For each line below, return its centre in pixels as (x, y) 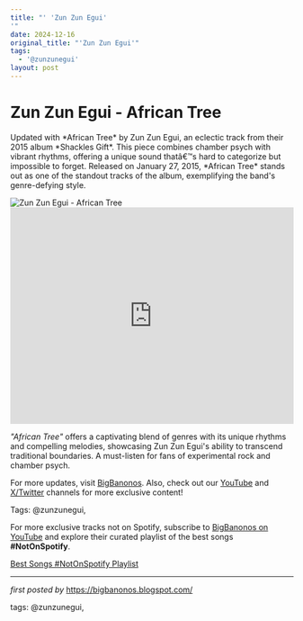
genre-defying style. (48, 184)
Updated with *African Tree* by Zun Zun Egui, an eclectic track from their (147, 137)
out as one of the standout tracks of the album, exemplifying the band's (143, 175)
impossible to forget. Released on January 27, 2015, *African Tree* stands (148, 166)
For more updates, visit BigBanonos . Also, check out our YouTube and (139, 482)
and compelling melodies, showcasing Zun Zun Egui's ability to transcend (147, 445)
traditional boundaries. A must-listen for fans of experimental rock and (140, 455)
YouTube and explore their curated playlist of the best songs (122, 536)
